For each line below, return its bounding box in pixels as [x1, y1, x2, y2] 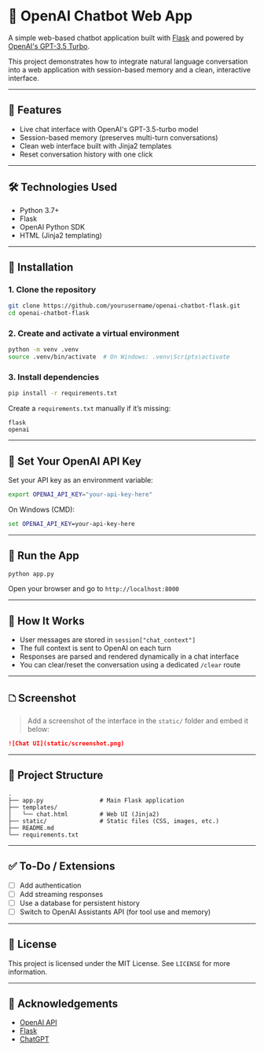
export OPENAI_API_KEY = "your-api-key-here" [8, 491, 153, 498]
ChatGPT [19, 1034, 49, 1044]
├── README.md [8, 824, 55, 832]
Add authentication [19, 880, 82, 890]
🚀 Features [8, 104, 62, 117]
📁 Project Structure [8, 769, 104, 782]
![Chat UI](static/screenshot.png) [8, 740, 125, 748]
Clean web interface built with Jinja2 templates [19, 141, 172, 150]
